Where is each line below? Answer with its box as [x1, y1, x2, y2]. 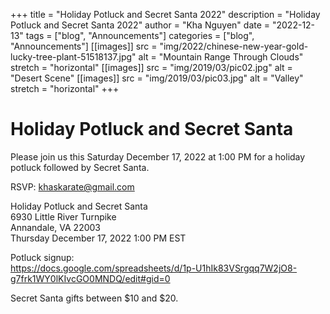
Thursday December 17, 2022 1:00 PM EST [10, 232, 187, 244]
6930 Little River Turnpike [10, 210, 117, 223]
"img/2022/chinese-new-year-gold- [159, 40, 309, 52]
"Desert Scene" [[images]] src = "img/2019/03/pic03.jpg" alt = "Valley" [10, 72, 304, 84]
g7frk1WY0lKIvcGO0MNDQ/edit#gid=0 [10, 272, 171, 284]
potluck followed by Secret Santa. [10, 161, 150, 173]
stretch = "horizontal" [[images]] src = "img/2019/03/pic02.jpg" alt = [10, 62, 293, 73]
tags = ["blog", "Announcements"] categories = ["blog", [25, 30, 255, 41]
